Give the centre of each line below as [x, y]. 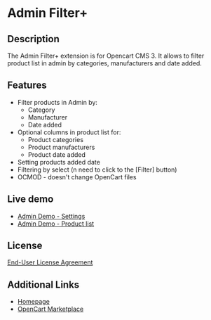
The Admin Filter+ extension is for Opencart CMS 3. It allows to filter [106, 56]
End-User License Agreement [50, 262]
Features [27, 85]
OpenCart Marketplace [50, 309]
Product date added [57, 154]
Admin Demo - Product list [56, 224]
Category [41, 110]
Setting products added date [59, 162]
